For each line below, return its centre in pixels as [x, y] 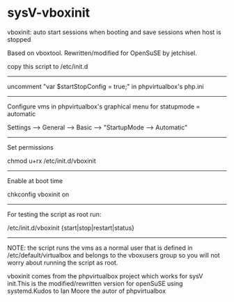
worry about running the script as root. [63, 262]
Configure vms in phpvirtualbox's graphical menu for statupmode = [104, 106]
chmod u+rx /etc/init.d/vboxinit [52, 161]
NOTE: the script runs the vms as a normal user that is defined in [100, 248]
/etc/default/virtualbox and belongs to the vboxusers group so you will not [114, 255]
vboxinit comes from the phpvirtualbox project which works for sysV [105, 276]
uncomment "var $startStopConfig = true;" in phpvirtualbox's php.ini [106, 86]
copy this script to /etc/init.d [48, 66]
